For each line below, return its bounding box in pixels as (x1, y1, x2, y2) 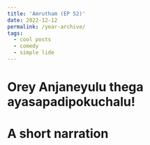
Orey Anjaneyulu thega (7, 79, 144, 95)
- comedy (13, 43, 39, 49)
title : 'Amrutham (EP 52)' (7, 10, 86, 17)
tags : (7, 29, 23, 37)
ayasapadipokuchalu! (7, 94, 136, 110)
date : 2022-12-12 (7, 17, 58, 24)
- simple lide (13, 49, 54, 56)
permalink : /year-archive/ (7, 23, 86, 30)
